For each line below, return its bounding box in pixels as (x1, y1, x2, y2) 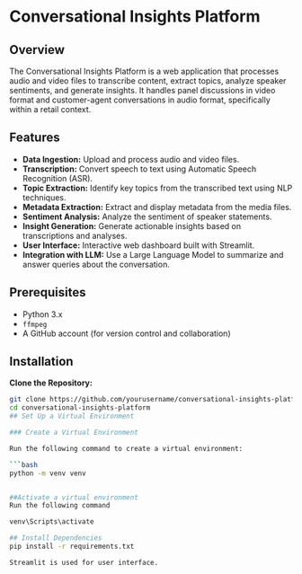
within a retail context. (9, 104, 92, 114)
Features (9, 130, 60, 146)
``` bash (9, 460, 39, 469)
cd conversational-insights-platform (9, 403, 151, 412)
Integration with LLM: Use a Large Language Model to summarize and (22, 249, 284, 260)
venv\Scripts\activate (9, 517, 94, 526)
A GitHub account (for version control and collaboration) (22, 328, 231, 339)
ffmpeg (22, 320, 48, 329)
